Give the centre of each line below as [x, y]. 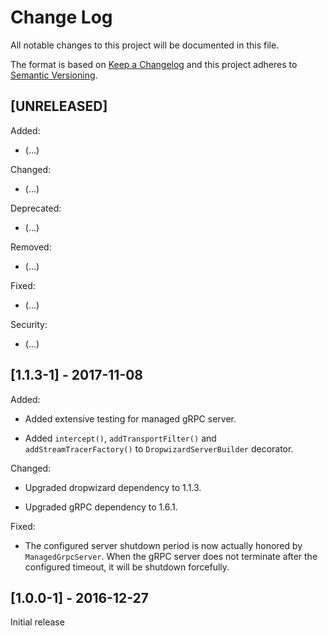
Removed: [31, 247]
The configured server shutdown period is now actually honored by [163, 545]
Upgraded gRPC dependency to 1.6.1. [101, 507]
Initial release [37, 622]
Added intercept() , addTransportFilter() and [120, 438]
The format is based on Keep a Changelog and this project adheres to [154, 64]
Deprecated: [36, 208]
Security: [29, 324]
